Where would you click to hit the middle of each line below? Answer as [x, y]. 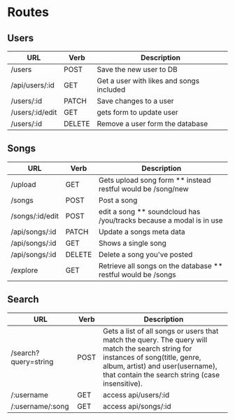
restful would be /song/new [144, 188]
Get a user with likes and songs [148, 81]
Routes [28, 12]
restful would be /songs [137, 274]
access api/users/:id [136, 395]
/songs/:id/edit [35, 216]
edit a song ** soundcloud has [150, 211]
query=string [32, 361]
